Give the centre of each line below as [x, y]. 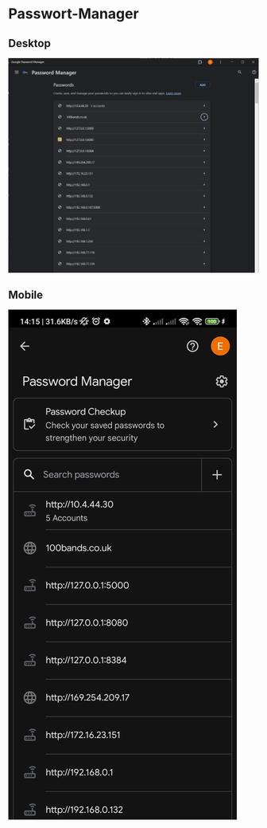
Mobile [26, 295]
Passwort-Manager [74, 14]
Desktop [30, 43]
